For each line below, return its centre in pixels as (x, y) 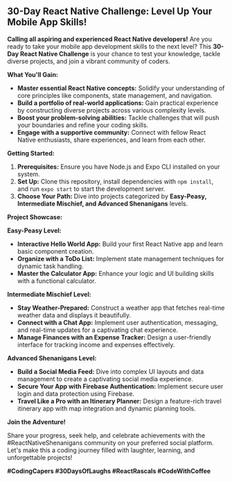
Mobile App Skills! (47, 23)
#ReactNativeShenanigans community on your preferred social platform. (110, 442)
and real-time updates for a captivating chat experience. (98, 330)
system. (28, 174)
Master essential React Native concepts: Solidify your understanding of (121, 88)
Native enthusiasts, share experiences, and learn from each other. (111, 140)
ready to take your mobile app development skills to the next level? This (109, 46)
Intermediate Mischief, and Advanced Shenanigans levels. (102, 203)
